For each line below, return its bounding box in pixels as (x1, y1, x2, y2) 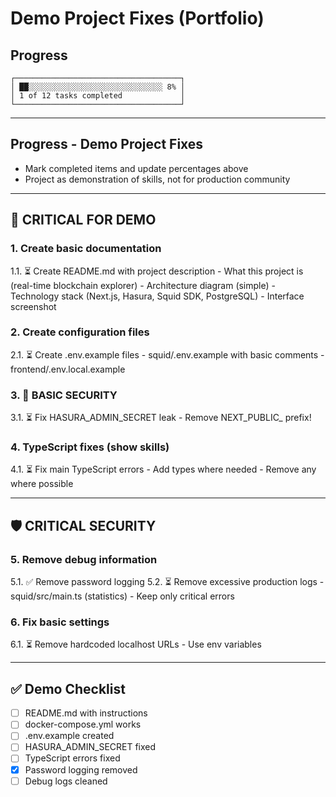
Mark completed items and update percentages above (24, 162, 249, 174)
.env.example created (24, 730, 115, 742)
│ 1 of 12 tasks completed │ (10, 91, 186, 101)
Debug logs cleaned (24, 775, 108, 787)
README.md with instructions (24, 707, 148, 719)
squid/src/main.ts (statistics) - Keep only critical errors (10, 590, 235, 602)
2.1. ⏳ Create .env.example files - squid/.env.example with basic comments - (10, 348, 325, 361)
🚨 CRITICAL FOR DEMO (10, 212, 157, 229)
